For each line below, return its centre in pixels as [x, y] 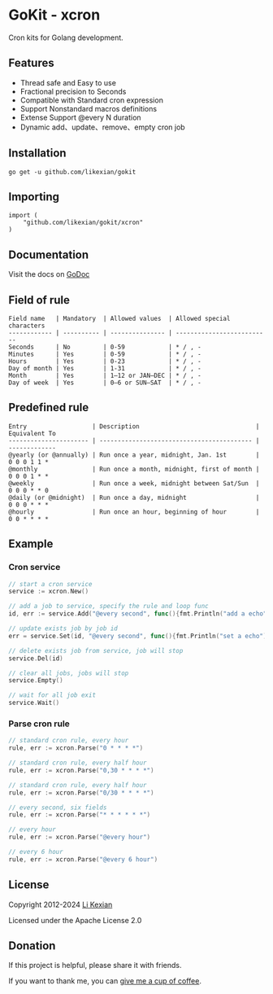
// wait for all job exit [52, 695]
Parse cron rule [39, 724]
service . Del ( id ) [36, 658]
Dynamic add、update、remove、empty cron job [102, 127]
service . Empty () [36, 681]
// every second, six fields [58, 808]
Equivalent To [32, 433]
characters [27, 326]
